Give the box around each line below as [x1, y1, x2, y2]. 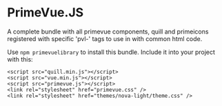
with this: [7, 55, 33, 63]
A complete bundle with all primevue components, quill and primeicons [7, 27, 209, 36]
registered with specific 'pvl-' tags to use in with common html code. [7, 34, 203, 42]
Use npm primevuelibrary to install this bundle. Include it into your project [7, 48, 216, 56]
